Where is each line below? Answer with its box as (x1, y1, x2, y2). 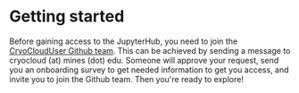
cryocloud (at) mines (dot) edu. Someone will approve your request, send (9, 55, 279, 65)
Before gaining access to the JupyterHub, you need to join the (9, 36, 238, 46)
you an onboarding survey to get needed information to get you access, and (9, 64, 289, 75)
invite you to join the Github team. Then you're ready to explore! (9, 73, 244, 84)
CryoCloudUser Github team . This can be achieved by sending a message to (9, 45, 291, 55)
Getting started (9, 6, 125, 27)
